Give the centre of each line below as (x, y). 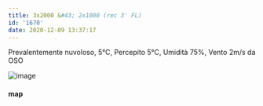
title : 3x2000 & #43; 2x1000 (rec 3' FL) (75, 15)
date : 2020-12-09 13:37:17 (52, 30)
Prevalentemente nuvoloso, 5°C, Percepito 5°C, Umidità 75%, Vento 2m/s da (132, 53)
